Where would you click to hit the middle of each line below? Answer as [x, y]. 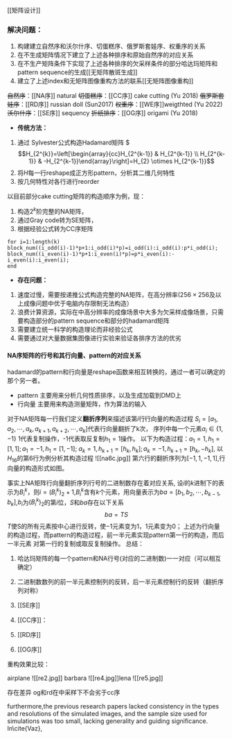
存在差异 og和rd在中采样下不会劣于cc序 [64, 693]
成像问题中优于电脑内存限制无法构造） [78, 303]
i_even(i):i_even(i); [38, 260]
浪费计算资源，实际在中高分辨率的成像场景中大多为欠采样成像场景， [114, 312]
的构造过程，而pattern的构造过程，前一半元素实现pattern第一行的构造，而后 [116, 535]
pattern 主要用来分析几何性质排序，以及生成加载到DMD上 [99, 396]
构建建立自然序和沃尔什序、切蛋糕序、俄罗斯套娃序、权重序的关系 [111, 46]
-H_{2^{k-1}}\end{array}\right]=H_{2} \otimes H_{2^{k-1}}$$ [129, 161]
